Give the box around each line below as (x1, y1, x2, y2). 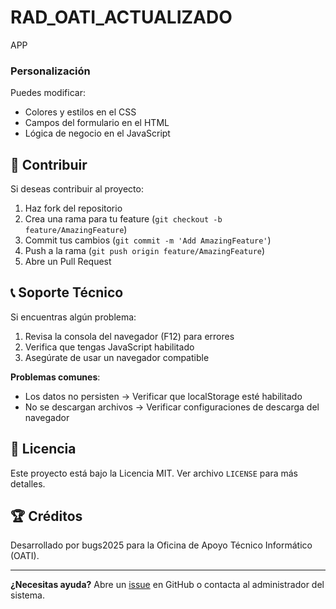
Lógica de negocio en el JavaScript (24, 127, 171, 140)
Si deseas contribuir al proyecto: (10, 183, 144, 195)
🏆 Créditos (10, 508, 83, 525)
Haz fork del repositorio (24, 202, 123, 215)
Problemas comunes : (10, 371, 101, 383)
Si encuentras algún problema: (10, 311, 137, 323)
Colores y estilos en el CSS (24, 106, 137, 118)
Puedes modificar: (10, 87, 86, 99)
